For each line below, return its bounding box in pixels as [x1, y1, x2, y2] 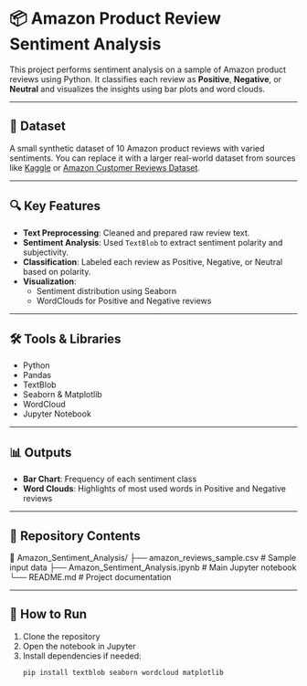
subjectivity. [22, 247, 69, 258]
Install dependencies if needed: [22, 650, 142, 661]
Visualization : [22, 276, 77, 287]
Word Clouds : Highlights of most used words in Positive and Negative [22, 483, 286, 494]
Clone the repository [22, 630, 101, 641]
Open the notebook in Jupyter [22, 640, 136, 651]
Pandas [22, 370, 52, 381]
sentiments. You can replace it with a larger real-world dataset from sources [9, 153, 296, 164]
